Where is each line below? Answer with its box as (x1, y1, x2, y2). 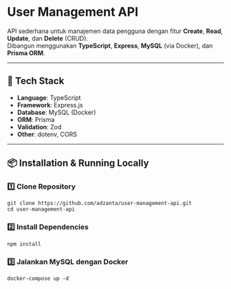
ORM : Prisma (16, 115, 55, 124)
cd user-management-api (7, 206, 76, 213)
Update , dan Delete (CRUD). (7, 34, 88, 42)
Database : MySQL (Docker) (16, 108, 96, 116)
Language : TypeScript (16, 94, 81, 102)
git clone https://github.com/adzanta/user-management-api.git (7, 200, 192, 207)
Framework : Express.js (16, 100, 84, 109)
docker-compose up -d (7, 275, 69, 282)
